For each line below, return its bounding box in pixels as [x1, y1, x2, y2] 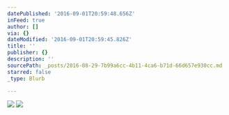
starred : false [7, 68, 52, 75]
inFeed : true [7, 17, 45, 24]
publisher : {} [7, 49, 49, 56]
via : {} [7, 29, 30, 37]
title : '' [7, 43, 36, 49]
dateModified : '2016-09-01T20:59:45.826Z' [7, 36, 132, 43]
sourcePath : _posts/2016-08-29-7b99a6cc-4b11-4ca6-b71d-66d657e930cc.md [7, 62, 223, 69]
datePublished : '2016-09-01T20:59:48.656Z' [7, 10, 136, 17]
